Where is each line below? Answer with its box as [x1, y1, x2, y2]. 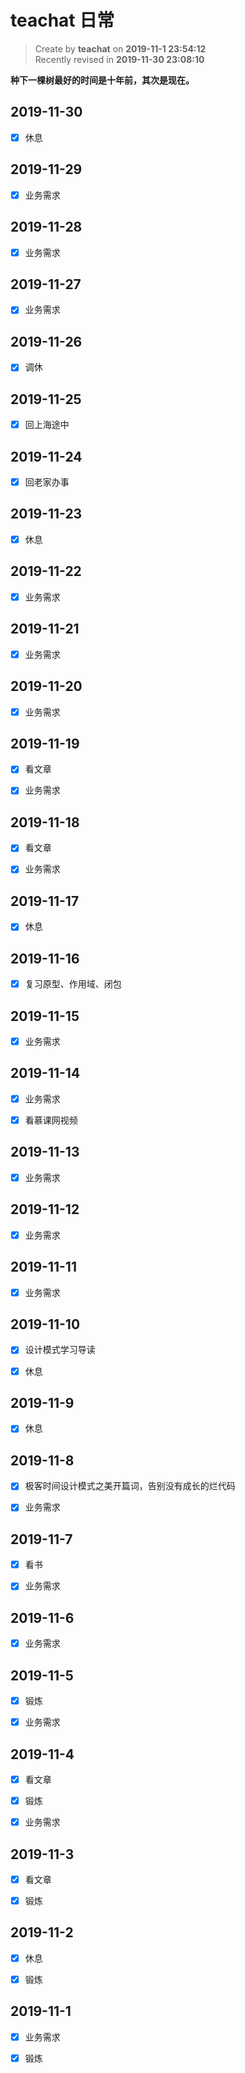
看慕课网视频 [24, 1114, 78, 1126]
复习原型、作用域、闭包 [24, 978, 122, 990]
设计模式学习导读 [24, 1344, 96, 1356]
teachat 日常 [10, 9, 115, 32]
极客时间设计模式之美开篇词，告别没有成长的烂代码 [24, 1480, 236, 1492]
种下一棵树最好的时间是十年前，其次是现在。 [10, 74, 195, 86]
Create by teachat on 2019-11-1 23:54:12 [34, 42, 207, 55]
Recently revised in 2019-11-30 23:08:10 [34, 53, 205, 65]
